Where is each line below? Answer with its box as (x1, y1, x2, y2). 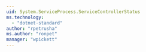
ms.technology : (6, 14, 44, 20)
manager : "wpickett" (6, 36, 58, 42)
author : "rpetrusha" (6, 25, 58, 32)
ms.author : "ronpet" (6, 31, 58, 37)
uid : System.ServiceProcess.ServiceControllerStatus (6, 8, 141, 15)
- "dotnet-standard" (11, 20, 63, 26)
